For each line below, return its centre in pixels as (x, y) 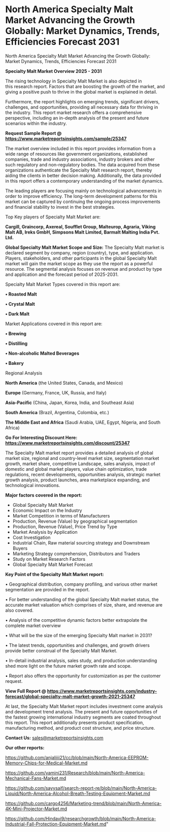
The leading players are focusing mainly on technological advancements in (83, 191)
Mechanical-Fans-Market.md (36, 778)
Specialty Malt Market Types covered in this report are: (63, 284)
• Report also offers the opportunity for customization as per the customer (83, 676)
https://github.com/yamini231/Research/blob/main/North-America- (75, 772)
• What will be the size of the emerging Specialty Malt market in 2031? (79, 635)
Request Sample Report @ (33, 133)
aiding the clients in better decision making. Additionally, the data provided (83, 175)
